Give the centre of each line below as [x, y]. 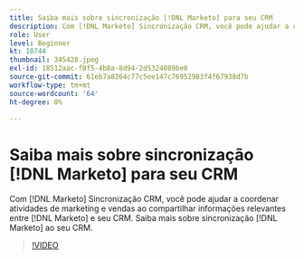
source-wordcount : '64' [54, 93]
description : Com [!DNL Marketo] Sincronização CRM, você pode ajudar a [149, 26]
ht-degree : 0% [36, 102]
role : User [30, 34]
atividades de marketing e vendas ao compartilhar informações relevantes [148, 208]
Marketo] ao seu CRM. [51, 228]
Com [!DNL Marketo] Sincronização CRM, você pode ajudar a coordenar [144, 199]
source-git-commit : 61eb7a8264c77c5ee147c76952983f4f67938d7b [129, 77]
